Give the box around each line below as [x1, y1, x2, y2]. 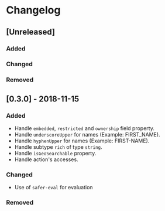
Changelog [6, 4, 61, 17]
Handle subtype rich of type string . [14, 144, 102, 151]
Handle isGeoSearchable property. [14, 150, 97, 157]
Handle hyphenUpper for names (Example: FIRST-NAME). [14, 137, 150, 144]
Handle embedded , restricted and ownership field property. [14, 125, 155, 132]
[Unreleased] [6, 27, 56, 37]
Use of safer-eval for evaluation [14, 184, 93, 191]
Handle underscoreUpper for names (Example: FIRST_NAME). [14, 131, 160, 138]
